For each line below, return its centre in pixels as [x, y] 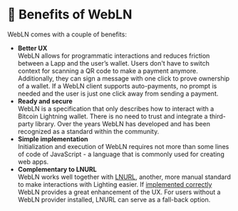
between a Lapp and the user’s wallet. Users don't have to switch [114, 63]
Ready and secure [45, 101]
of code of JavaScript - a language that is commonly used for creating [121, 154]
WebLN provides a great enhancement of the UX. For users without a [119, 192]
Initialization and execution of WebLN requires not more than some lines [123, 146]
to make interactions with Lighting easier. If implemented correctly [115, 184]
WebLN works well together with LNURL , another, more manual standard [124, 177]
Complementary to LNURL [57, 169]
